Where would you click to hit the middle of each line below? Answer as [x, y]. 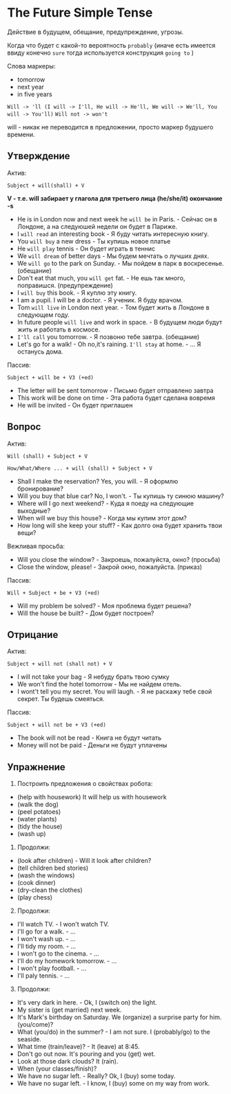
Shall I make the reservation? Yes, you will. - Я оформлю [98, 481]
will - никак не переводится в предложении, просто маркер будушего [110, 127]
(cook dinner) [37, 883]
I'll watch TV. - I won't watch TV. [63, 924]
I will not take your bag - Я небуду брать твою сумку [93, 677]
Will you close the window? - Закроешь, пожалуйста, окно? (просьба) [119, 559]
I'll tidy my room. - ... [47, 947]
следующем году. [43, 314]
